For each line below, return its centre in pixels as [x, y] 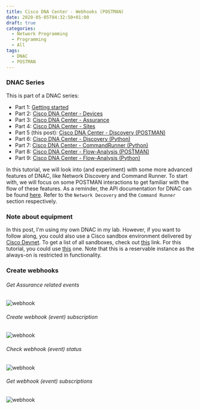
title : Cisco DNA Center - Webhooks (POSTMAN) [65, 12]
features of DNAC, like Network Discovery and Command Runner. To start [97, 176]
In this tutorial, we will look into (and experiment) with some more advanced [99, 169]
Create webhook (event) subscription [52, 316]
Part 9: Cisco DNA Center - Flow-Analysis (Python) [77, 158]
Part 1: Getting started [41, 107]
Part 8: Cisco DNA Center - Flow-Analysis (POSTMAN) [82, 151]
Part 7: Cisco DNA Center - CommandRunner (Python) [81, 145]
